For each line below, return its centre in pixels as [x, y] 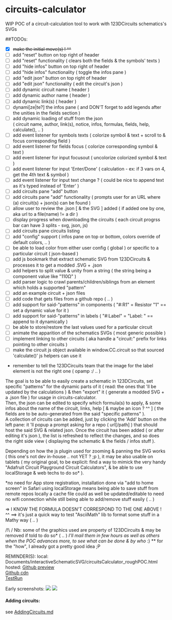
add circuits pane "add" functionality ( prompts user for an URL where [87, 197]
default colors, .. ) [31, 242]
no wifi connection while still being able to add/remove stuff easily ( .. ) [80, 499]
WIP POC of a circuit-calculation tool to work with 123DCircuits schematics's [86, 24]
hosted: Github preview [30, 567]
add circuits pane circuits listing [46, 231]
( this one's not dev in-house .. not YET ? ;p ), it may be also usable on [79, 457]
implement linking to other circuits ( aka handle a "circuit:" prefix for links [90, 339]
